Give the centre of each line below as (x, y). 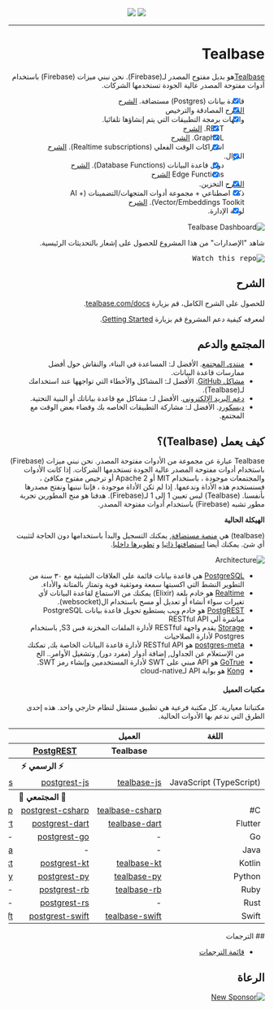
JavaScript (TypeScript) (215, 782)
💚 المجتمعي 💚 (42, 797)
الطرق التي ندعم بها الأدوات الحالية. (211, 716)
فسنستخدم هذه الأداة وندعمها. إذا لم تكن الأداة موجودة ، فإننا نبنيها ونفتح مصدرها (145, 487)
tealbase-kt (139, 864)
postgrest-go (63, 837)
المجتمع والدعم (231, 344)
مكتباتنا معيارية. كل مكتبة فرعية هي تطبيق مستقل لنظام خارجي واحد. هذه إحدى (146, 707)
